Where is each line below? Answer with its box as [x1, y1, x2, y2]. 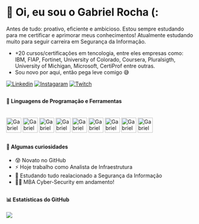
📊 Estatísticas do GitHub [6, 196, 70, 203]
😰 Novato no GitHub [14, 156, 66, 164]
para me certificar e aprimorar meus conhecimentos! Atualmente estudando [6, 31, 193, 38]
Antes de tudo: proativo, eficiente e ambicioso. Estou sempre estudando [6, 25, 184, 32]
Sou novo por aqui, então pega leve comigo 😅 [14, 68, 130, 75]
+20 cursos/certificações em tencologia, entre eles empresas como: [14, 49, 184, 56]
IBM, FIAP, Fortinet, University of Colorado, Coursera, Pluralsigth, [14, 56, 176, 63]
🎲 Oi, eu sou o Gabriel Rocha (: [6, 5, 159, 19]
